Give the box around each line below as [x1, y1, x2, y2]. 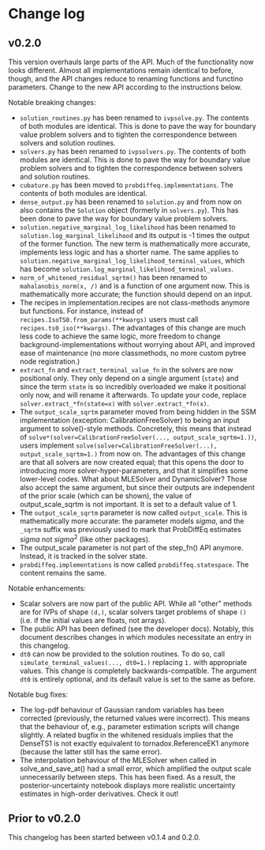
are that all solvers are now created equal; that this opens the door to [19, 458, 244, 467]
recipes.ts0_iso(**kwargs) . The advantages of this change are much [19, 323, 246, 332]
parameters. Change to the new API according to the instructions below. [8, 82, 242, 92]
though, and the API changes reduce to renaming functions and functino [8, 74, 244, 83]
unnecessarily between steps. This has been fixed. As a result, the [19, 772, 236, 781]
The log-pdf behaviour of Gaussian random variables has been [19, 705, 225, 714]
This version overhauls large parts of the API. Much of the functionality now [8, 57, 254, 66]
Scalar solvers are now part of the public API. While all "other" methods [19, 599, 252, 608]
